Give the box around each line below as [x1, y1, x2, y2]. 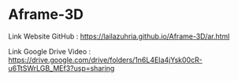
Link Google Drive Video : [8, 46, 91, 56]
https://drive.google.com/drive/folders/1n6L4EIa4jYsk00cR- [8, 55, 203, 64]
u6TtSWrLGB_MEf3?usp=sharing [8, 63, 115, 72]
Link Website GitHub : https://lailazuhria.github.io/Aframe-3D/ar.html [8, 31, 230, 41]
